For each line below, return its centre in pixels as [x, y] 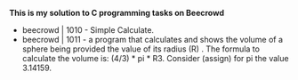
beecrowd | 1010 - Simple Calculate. [88, 30]
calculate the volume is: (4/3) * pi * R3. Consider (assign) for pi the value [155, 58]
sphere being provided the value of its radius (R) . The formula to [141, 49]
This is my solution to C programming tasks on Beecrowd [117, 13]
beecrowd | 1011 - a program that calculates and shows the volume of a [152, 40]
